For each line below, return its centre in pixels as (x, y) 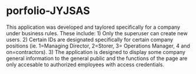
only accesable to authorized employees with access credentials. (85, 64)
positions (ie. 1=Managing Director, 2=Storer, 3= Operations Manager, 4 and (98, 46)
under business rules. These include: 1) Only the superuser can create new (97, 33)
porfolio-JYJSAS (48, 11)
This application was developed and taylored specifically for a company (93, 27)
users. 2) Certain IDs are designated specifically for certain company (90, 39)
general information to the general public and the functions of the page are (97, 58)
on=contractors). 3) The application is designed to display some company (96, 52)
